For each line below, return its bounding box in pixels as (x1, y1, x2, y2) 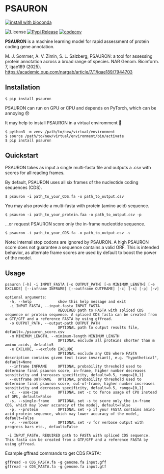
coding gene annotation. (5, 43, 55, 49)
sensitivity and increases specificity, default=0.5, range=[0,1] (5, 373, 144, 378)
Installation (5, 83, 40, 92)
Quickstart (5, 151, 39, 160)
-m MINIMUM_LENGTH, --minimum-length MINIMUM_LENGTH (9, 334, 120, 339)
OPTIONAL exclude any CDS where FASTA (57, 351, 137, 356)
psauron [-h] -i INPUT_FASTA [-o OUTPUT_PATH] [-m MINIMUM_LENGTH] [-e (5, 282, 155, 287)
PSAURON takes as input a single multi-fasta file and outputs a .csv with (5, 164, 151, 170)
